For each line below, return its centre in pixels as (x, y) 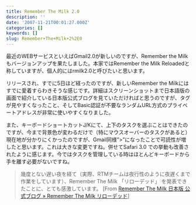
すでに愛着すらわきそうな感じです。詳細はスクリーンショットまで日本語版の (98, 90)
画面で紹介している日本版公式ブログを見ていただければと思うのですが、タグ (98, 98)
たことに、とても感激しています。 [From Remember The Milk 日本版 (102, 189)
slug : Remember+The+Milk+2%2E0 (44, 39)
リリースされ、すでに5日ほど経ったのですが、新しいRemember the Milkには (97, 83)
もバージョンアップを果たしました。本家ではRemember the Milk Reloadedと (98, 63)
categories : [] (25, 28)
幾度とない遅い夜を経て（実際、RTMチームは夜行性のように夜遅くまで (105, 174)
